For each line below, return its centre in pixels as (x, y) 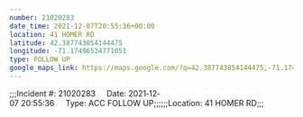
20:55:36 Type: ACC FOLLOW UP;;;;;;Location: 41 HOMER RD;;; (142, 103)
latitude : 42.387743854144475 (66, 43)
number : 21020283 (42, 18)
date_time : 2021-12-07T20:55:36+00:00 (82, 26)
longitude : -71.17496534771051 (68, 51)
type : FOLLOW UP (40, 59)
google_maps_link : (44, 68)
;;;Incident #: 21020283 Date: (68, 93)
